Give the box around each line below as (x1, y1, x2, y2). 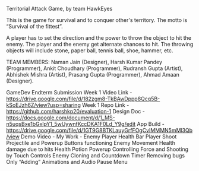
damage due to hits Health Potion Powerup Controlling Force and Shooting (6, 145, 189, 153)
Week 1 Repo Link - (82, 102, 129, 109)
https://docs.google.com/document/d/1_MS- (6, 114, 115, 121)
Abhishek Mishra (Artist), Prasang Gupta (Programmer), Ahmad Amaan (6, 71, 179, 78)
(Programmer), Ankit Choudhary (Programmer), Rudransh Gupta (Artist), (6, 65, 183, 72)
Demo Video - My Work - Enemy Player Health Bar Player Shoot (20, 133, 177, 140)
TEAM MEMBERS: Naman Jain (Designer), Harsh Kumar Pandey (6, 59, 162, 65)
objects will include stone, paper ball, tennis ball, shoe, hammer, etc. (6, 47, 173, 54)
